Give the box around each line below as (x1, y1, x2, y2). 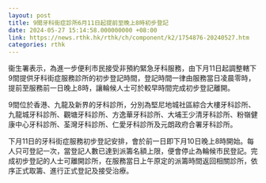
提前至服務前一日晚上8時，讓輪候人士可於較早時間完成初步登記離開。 (8, 84, 235, 93)
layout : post (8, 11, 51, 20)
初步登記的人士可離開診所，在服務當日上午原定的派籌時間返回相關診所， (14, 156, 251, 166)
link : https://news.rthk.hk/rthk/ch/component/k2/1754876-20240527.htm (8, 33, 249, 42)
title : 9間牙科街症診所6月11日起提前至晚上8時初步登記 (8, 19, 169, 27)
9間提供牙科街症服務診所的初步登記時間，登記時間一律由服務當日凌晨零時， (8, 73, 256, 83)
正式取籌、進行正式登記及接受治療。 (14, 166, 133, 176)
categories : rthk (8, 41, 66, 49)
